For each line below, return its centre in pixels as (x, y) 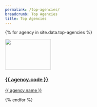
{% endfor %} (19, 100)
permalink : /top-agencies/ (32, 9)
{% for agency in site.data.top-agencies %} (49, 33)
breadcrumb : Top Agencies (31, 14)
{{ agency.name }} (24, 90)
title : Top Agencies (26, 18)
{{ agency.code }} (27, 80)
